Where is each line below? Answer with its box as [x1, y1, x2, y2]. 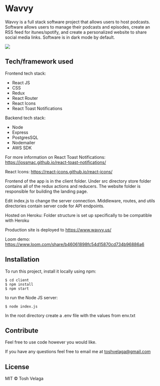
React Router [12, 95, 38, 101]
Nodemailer [12, 139, 35, 145]
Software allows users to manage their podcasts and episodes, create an [5, 24, 150, 30]
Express [12, 129, 29, 135]
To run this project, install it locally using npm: [5, 268, 97, 274]
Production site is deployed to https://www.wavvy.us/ [5, 227, 112, 232]
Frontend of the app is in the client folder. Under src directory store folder [5, 178, 151, 184]
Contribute [5, 326, 39, 335]
